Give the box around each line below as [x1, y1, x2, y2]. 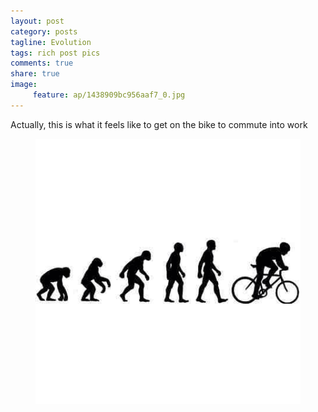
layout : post [10, 16, 65, 26]
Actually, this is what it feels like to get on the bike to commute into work [10, 118, 308, 130]
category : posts [10, 26, 78, 37]
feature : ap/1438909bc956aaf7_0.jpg [32, 90, 186, 100]
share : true [10, 69, 60, 79]
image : [10, 80, 38, 90]
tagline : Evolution [10, 37, 92, 47]
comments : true [10, 58, 74, 69]
